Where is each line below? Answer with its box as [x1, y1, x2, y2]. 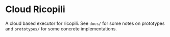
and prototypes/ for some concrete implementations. [5, 25, 117, 31]
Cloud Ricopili [5, 4, 65, 15]
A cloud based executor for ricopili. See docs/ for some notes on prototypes [5, 20, 165, 26]
